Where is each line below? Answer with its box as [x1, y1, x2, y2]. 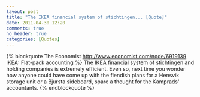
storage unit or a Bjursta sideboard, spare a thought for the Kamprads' [6, 78, 180, 85]
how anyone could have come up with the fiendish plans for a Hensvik [6, 72, 180, 79]
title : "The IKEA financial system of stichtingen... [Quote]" [6, 14, 168, 20]
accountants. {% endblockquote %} [6, 85, 95, 91]
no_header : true [6, 31, 47, 37]
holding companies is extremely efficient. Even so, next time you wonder [6, 65, 186, 72]
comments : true [6, 25, 44, 32]
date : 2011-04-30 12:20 [6, 20, 66, 26]
